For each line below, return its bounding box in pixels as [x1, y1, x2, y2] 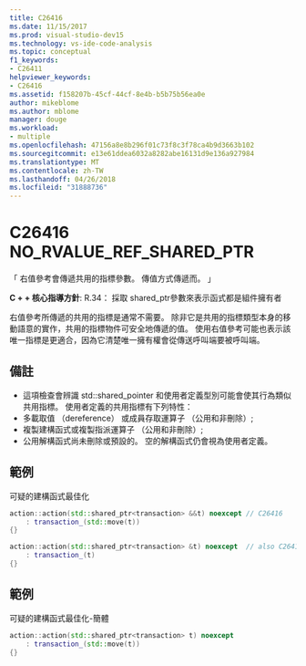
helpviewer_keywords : [9, 73, 92, 82]
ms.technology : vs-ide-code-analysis [9, 38, 153, 48]
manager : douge [9, 115, 67, 124]
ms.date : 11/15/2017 [9, 22, 88, 31]
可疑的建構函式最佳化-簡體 [9, 612, 109, 623]
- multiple [9, 132, 51, 141]
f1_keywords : [9, 56, 59, 65]
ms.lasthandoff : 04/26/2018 [9, 174, 117, 183]
